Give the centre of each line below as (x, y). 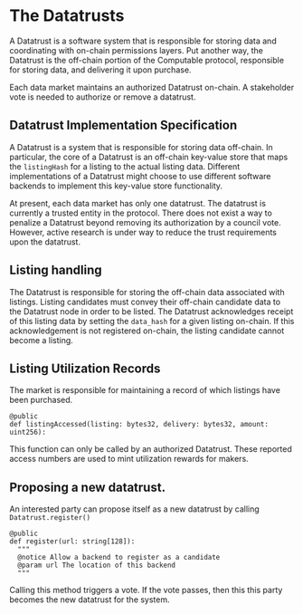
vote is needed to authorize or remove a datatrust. (103, 97)
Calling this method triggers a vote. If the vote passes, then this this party (146, 590)
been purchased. (41, 400)
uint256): (28, 432)
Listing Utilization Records (85, 368)
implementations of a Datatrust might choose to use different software (140, 176)
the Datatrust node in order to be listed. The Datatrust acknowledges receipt (151, 311)
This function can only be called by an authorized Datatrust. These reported (151, 449)
